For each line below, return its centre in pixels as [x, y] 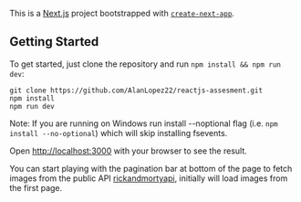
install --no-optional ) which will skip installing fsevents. [119, 133]
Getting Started [54, 42]
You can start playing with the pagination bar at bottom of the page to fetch [151, 168]
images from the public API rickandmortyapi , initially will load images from [149, 178]
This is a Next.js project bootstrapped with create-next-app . [122, 13]
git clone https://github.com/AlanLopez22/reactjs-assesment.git [136, 90]
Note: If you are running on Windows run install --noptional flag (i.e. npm [144, 123]
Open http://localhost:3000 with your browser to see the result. [129, 151]
